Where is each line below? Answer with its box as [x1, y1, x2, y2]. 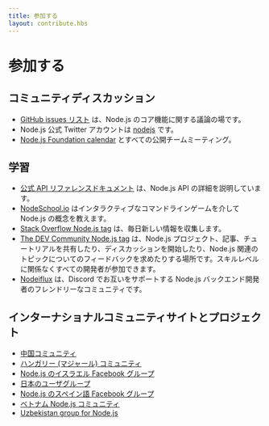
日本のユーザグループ [19, 379, 91, 389]
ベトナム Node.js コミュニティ [19, 399, 120, 409]
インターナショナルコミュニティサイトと [8, 310, 209, 324]
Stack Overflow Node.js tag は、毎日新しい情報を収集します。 [19, 224, 226, 234]
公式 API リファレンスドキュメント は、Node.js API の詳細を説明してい [19, 183, 255, 193]
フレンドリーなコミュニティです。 [34, 285, 147, 294]
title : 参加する [8, 11, 58, 20]
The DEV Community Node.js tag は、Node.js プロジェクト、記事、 [19, 234, 244, 243]
